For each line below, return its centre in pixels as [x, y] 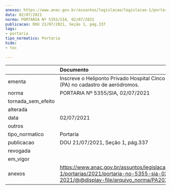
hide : [11, 43]
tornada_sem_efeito [31, 101]
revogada [19, 150]
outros [16, 126]
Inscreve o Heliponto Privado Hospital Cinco [112, 78]
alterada [18, 109]
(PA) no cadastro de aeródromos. [99, 84]
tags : [11, 29]
